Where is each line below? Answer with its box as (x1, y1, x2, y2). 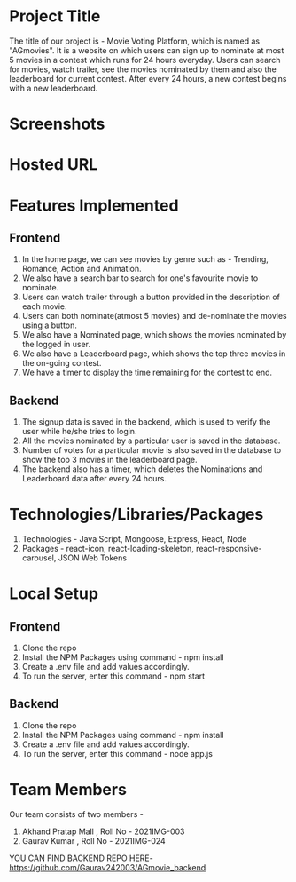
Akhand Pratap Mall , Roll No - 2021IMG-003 (21, 826, 185, 837)
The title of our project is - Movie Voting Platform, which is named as (9, 36, 260, 46)
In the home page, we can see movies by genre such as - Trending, (21, 254, 269, 265)
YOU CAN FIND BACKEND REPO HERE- (9, 853, 153, 863)
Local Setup (9, 584, 99, 604)
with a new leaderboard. (9, 83, 98, 93)
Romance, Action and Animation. (21, 264, 142, 274)
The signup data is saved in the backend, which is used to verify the (21, 417, 271, 427)
